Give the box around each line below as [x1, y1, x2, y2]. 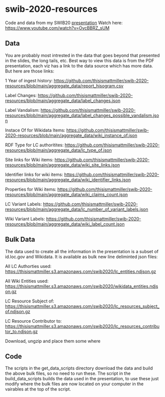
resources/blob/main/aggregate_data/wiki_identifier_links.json [5, 176, 131, 183]
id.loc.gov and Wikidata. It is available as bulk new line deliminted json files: [5, 254, 158, 260]
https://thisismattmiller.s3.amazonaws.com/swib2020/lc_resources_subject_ [5, 303, 160, 309]
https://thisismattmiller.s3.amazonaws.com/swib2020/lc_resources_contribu [5, 323, 160, 329]
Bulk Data [5, 235, 35, 244]
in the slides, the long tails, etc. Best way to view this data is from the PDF [5, 58, 155, 64]
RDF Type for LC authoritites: [5, 142, 64, 148]
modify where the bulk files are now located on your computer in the [5, 381, 144, 387]
